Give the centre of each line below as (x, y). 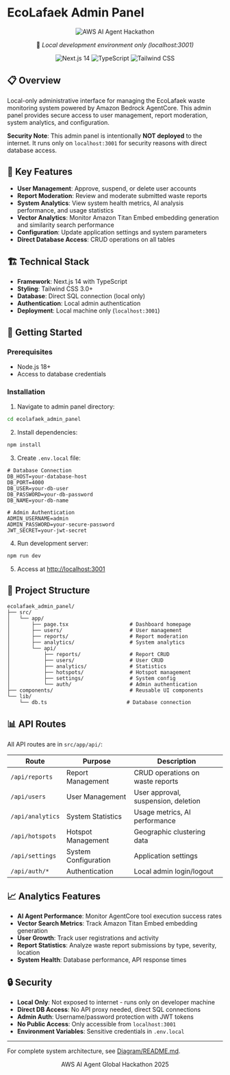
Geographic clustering (170, 832)
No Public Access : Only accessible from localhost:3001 (97, 1024)
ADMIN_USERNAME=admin (38, 519)
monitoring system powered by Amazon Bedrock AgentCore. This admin (109, 108)
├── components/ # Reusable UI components (105, 690)
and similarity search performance (65, 225)
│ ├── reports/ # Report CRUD (88, 654)
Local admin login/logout (174, 871)
